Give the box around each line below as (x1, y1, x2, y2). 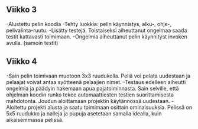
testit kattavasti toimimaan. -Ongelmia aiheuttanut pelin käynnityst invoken (6, 33, 187, 40)
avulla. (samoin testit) (6, 39, 59, 46)
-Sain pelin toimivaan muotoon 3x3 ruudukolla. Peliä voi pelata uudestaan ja (6, 72, 191, 79)
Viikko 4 (6, 56, 37, 67)
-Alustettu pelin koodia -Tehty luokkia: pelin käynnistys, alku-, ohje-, (6, 20, 172, 27)
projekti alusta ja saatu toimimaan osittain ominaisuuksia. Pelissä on (27, 104, 193, 111)
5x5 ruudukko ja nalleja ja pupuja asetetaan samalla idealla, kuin (6, 109, 162, 117)
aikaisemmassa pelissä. (6, 116, 64, 123)
